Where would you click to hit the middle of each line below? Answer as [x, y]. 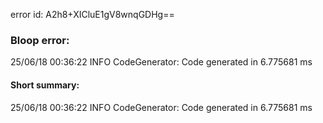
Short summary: [45, 85]
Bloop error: [40, 40]
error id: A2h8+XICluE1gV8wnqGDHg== [92, 14]
